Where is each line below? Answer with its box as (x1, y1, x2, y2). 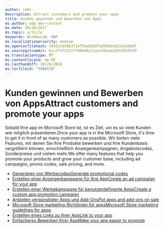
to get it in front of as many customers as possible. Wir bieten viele (5, 135, 140, 141)
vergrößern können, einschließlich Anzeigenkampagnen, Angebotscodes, (5, 145, 153, 151)
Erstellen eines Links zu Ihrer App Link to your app (12, 212, 113, 218)
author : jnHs (5, 7, 32, 12)
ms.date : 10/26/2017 (5, 25, 47, 30)
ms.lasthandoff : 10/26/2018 (5, 62, 63, 67)
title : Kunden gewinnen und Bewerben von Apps (5, 16, 102, 21)
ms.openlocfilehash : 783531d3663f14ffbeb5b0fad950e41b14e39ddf (5, 44, 137, 49)
